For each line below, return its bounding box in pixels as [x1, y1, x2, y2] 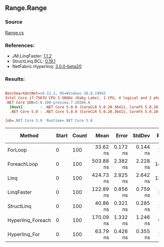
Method [20, 132, 39, 139]
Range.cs [5, 29, 24, 36]
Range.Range [5, 4, 47, 12]
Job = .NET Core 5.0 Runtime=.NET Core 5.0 [5, 118, 93, 123]
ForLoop [7, 146, 27, 153]
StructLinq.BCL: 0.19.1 [12, 58, 56, 64]
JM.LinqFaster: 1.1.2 [12, 53, 52, 59]
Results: [5, 75, 25, 82]
